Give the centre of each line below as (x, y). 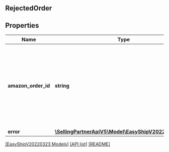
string (62, 86)
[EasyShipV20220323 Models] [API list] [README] (58, 144)
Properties (22, 25)
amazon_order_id (29, 86)
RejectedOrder (29, 8)
